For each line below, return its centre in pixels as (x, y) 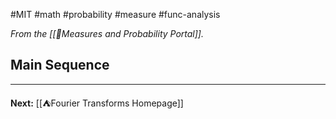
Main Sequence (60, 65)
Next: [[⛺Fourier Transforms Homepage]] (97, 103)
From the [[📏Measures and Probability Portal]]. (107, 33)
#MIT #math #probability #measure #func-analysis (115, 14)
